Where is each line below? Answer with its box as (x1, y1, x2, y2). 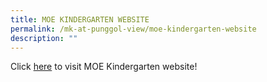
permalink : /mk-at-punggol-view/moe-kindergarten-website (10, 24, 257, 34)
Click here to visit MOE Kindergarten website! (10, 61, 198, 73)
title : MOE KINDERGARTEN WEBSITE (10, 14, 150, 25)
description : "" (10, 33, 78, 43)
